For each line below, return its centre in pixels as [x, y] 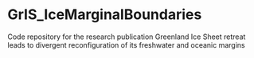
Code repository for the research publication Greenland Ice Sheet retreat [127, 37]
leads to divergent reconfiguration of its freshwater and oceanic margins [126, 44]
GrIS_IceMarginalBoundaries [105, 15]
